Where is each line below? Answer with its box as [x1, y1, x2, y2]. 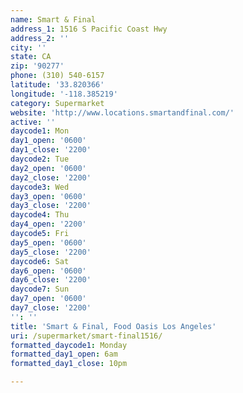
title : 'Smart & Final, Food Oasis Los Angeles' [10, 321, 217, 331]
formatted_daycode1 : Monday [10, 340, 128, 350]
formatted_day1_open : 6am [10, 349, 118, 360]
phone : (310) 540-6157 [10, 71, 105, 81]
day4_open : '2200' [10, 219, 87, 230]
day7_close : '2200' [10, 303, 92, 313]
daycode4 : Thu [10, 210, 70, 220]
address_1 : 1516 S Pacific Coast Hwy [10, 24, 168, 34]
